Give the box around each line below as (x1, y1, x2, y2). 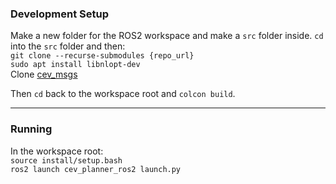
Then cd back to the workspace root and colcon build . (10, 88, 236, 100)
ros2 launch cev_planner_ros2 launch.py (10, 164, 182, 174)
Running (10, 122, 53, 136)
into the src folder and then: (10, 40, 126, 52)
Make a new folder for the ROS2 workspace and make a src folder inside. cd (10, 30, 324, 42)
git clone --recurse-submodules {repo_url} (10, 51, 195, 61)
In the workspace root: (10, 145, 104, 157)
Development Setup (10, 7, 109, 21)
